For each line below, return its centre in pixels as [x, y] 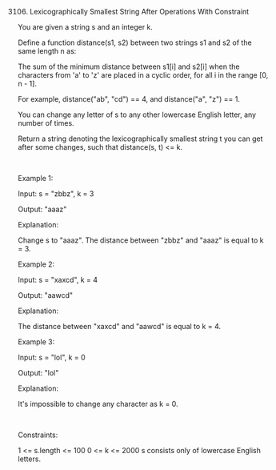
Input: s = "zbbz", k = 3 [56, 194]
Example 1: [36, 178]
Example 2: [36, 264]
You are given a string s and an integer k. [86, 27]
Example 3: [36, 342]
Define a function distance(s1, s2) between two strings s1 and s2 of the [135, 42]
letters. [30, 459]
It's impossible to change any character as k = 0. [98, 404]
